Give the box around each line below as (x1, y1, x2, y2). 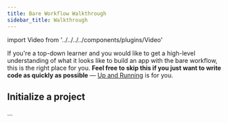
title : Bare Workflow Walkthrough (7, 10, 107, 17)
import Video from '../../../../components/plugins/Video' (7, 35, 163, 44)
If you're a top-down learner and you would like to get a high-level (7, 49, 196, 57)
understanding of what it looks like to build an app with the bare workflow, (7, 56, 218, 64)
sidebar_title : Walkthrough (7, 17, 88, 23)
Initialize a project (7, 91, 86, 102)
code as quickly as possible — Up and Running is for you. (7, 70, 173, 79)
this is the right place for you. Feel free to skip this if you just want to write (7, 64, 222, 72)
